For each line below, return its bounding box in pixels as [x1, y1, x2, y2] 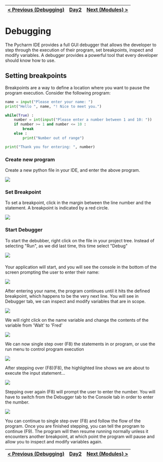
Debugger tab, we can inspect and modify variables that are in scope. [5, 299, 146, 305]
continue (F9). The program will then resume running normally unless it [5, 429, 148, 435]
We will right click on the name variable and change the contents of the [5, 317, 149, 323]
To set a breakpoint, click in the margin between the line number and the [5, 200, 151, 205]
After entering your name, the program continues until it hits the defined [5, 288, 150, 294]
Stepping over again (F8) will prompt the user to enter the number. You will [5, 389, 156, 395]
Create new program [5, 156, 55, 163]
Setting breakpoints [5, 72, 67, 80]
